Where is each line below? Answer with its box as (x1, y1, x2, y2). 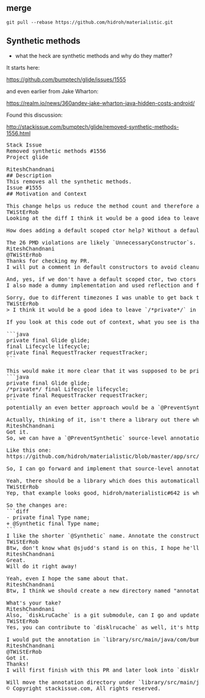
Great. (6, 556, 26, 564)
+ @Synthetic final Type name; (6, 520, 100, 527)
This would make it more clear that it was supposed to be (6, 367, 187, 374)
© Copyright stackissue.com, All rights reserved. (6, 685, 161, 692)
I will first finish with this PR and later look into (6, 666, 174, 674)
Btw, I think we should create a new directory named (6, 587, 171, 594)
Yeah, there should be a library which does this (6, 477, 158, 484)
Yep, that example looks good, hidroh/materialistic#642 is (6, 489, 190, 496)
